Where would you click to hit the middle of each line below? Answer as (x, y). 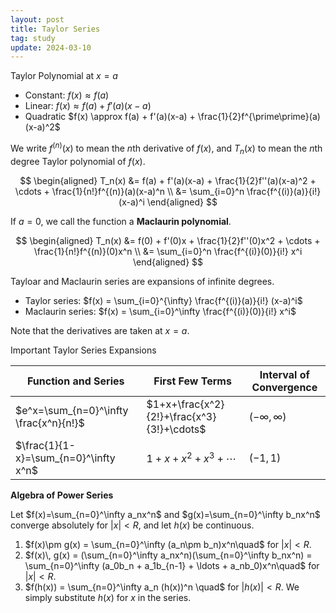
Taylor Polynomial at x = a (64, 76)
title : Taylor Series (55, 29)
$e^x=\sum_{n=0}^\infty (72, 410)
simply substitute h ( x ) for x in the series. (108, 597)
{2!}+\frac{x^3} (181, 416)
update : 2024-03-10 (51, 47)
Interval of (284, 374)
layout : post (37, 19)
